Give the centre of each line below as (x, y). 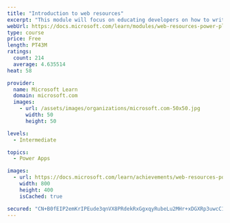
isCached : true (41, 196)
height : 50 (41, 121)
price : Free (24, 39)
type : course (26, 32)
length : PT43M (27, 45)
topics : (18, 152)
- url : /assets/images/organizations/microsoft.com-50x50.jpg (110, 109)
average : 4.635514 (40, 64)
